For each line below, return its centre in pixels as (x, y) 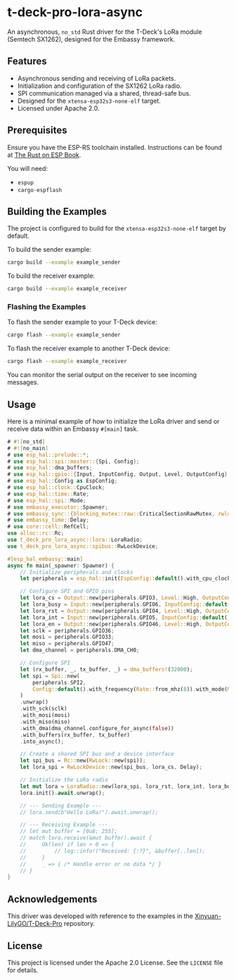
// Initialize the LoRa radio (64, 780)
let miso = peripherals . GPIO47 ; (67, 644)
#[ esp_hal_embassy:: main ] (45, 559)
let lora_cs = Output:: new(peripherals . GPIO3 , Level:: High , (110, 598)
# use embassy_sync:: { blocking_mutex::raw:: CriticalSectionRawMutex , (111, 514)
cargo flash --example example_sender (64, 335)
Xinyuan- (208, 916)
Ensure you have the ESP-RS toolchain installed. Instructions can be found (115, 147)
